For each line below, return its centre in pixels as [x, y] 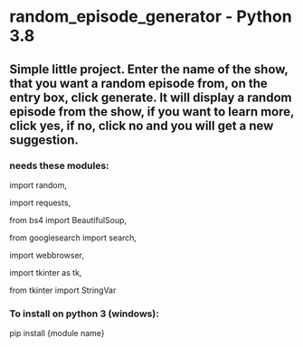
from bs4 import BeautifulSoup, [68, 220]
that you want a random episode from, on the [139, 83]
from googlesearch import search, [73, 238]
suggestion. [44, 140]
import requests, [40, 202]
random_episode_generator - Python [151, 17]
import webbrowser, [47, 255]
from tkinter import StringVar [63, 290]
